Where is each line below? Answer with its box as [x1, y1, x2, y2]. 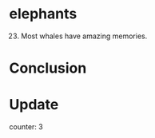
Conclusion [9, 59, 87, 77]
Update [9, 96, 59, 114]
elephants [9, 5, 77, 23]
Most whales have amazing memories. [20, 31, 148, 41]
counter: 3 [9, 122, 43, 132]
